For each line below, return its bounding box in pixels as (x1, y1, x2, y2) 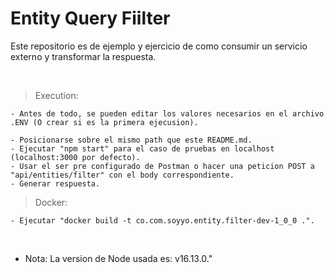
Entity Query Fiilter (10, 7, 171, 30)
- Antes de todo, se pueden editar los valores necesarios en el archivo (10, 108, 325, 119)
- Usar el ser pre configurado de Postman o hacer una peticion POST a (10, 161, 315, 171)
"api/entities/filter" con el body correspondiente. (10, 170, 235, 180)
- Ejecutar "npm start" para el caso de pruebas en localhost (10, 143, 275, 154)
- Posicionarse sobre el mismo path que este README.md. (10, 135, 253, 145)
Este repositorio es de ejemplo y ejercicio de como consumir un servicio (10, 40, 308, 52)
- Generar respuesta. (10, 178, 101, 189)
